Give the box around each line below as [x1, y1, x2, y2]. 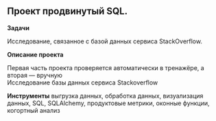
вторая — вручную [7, 71, 63, 79]
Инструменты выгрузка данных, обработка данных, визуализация [7, 91, 204, 100]
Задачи [7, 23, 29, 32]
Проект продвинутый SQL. [7, 5, 128, 17]
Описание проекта [7, 50, 64, 58]
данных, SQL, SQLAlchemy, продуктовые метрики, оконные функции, [7, 99, 211, 107]
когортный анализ [7, 106, 60, 114]
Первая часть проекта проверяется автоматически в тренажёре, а [7, 63, 204, 71]
